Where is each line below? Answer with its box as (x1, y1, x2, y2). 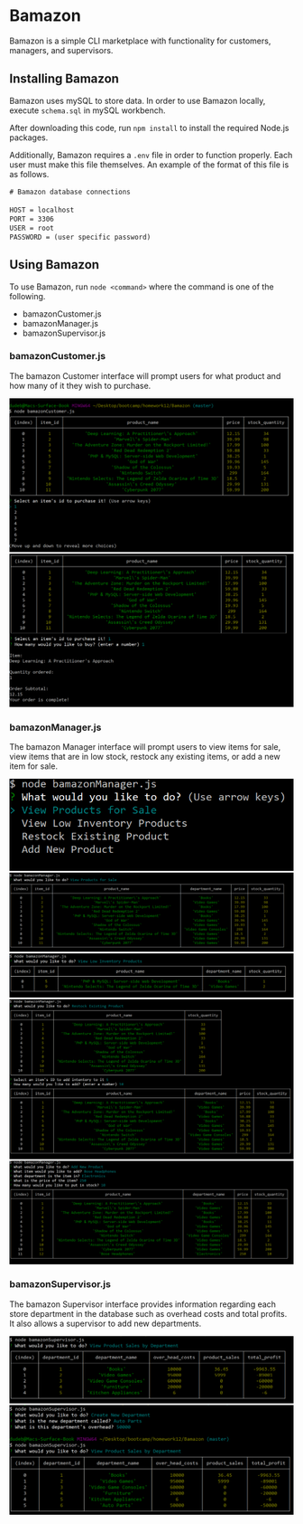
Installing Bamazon (9, 71, 120, 87)
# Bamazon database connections (9, 187, 131, 196)
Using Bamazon (9, 257, 100, 272)
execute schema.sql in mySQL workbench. (9, 105, 166, 116)
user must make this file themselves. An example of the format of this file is (9, 159, 289, 170)
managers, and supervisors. (9, 44, 114, 55)
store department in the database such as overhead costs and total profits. (9, 1308, 288, 1319)
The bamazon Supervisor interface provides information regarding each (9, 1299, 277, 1310)
